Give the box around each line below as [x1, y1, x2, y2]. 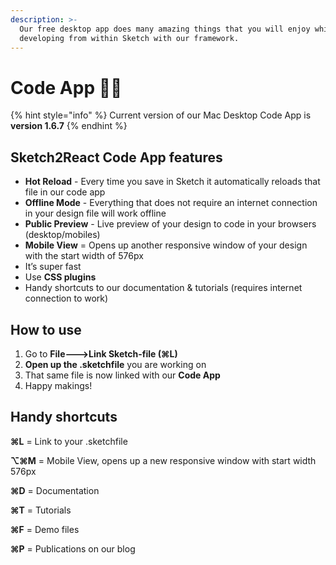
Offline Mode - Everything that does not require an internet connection [24, 197, 318, 209]
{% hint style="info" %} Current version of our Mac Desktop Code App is [10, 109, 312, 121]
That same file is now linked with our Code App [24, 369, 221, 381]
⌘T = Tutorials [10, 504, 72, 516]
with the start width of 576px [24, 250, 144, 262]
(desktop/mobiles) [24, 229, 101, 241]
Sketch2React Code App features [10, 149, 223, 166]
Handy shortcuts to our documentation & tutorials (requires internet [24, 282, 303, 294]
